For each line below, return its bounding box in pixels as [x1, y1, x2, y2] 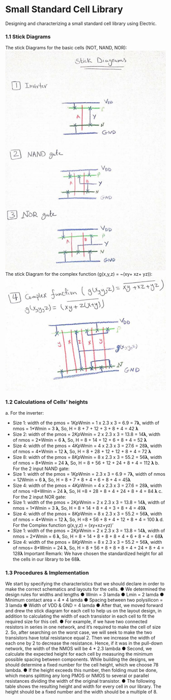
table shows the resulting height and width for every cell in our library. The [5, 683, 161, 690]
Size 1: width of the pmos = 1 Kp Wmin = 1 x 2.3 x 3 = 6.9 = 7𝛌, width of [12, 420, 159, 426]
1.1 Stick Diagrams [5, 33, 51, 40]
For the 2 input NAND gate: [12, 465, 70, 472]
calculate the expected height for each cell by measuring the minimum [5, 651, 153, 657]
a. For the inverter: [5, 410, 44, 416]
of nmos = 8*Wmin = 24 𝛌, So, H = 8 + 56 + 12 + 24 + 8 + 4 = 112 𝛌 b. [12, 460, 159, 466]
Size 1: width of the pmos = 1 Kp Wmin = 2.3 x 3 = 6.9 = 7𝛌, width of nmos [12, 471, 165, 477]
